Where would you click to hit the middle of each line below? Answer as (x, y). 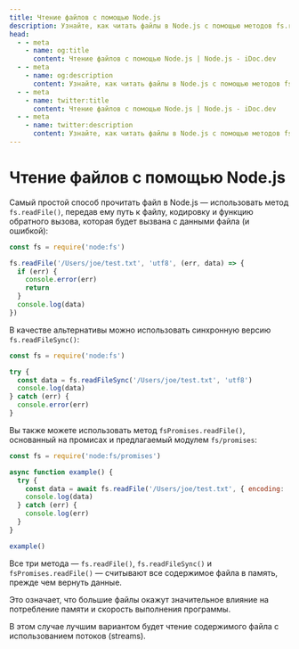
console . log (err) (57, 513)
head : (19, 34)
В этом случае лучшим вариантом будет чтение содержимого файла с (144, 626)
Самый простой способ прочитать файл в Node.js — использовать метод (149, 202)
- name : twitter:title (67, 100)
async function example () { (61, 472)
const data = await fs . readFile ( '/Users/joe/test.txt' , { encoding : (155, 489)
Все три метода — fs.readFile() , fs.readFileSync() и (110, 563)
